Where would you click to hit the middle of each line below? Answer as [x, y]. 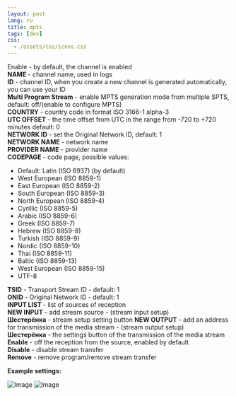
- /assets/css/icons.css [50, 47]
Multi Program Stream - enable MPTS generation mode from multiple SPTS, [118, 97]
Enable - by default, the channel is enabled [70, 67]
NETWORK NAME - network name [58, 142]
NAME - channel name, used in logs [60, 74]
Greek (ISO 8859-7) [46, 223]
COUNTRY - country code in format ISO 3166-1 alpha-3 [88, 112]
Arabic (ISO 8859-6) [47, 216]
